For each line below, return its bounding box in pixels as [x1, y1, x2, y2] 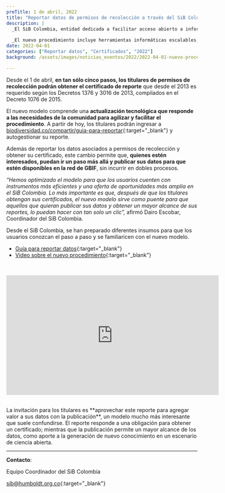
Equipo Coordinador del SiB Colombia [6, 467, 101, 475]
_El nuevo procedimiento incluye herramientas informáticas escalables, [12, 37, 200, 43]
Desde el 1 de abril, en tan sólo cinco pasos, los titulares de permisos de [6, 76, 190, 83]
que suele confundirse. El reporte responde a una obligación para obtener [6, 419, 192, 426]
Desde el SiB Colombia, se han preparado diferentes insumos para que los [6, 226, 192, 234]
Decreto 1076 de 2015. [6, 95, 62, 103]
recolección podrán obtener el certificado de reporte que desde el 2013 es [6, 83, 197, 90]
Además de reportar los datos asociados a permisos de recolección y [6, 145, 180, 152]
